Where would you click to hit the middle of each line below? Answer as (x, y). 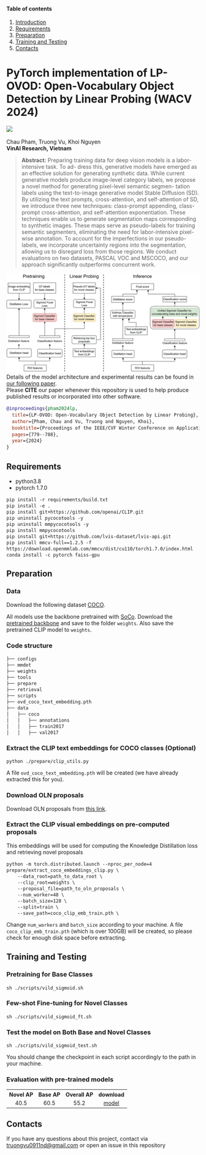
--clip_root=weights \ (46, 883)
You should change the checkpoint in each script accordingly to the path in (101, 1057)
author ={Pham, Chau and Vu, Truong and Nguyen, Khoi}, (83, 421)
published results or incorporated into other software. (74, 396)
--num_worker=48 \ (41, 895)
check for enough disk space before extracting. (67, 937)
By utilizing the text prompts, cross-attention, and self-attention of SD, (110, 199)
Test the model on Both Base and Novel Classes (79, 1032)
